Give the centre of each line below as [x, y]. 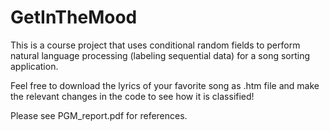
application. [34, 66]
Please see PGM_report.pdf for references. [99, 115]
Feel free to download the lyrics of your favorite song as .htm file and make [165, 85]
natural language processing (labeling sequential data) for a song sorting [160, 55]
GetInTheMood [74, 17]
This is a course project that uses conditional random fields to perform [155, 45]
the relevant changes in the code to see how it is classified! [132, 96]
